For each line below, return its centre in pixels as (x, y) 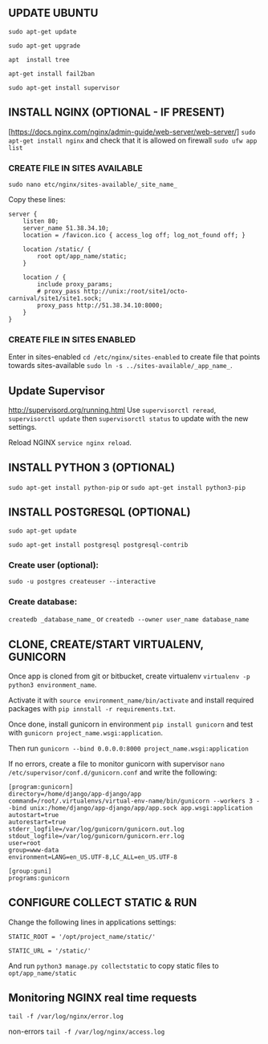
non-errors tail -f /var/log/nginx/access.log (87, 1031)
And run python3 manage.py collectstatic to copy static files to (114, 965)
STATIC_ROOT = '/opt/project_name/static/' (82, 937)
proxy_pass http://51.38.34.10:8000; (100, 305)
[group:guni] (30, 872)
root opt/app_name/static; (82, 256)
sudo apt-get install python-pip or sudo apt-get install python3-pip (127, 487)
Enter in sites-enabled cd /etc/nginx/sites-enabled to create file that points (134, 357)
